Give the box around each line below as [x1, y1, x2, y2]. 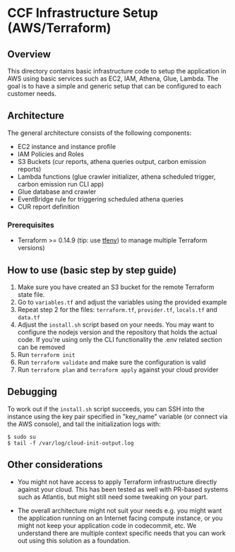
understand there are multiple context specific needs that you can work [17, 529, 226, 537]
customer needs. [7, 90, 56, 98]
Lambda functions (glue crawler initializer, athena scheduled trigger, [17, 172, 216, 181]
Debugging [7, 386, 58, 398]
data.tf [17, 314, 40, 321]
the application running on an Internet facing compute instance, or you [17, 514, 224, 522]
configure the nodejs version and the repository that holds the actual [17, 327, 217, 336]
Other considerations [7, 459, 104, 471]
